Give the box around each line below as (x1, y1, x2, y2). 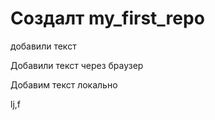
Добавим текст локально (10, 78, 118, 91)
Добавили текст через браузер (10, 59, 144, 71)
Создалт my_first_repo (10, 7, 205, 30)
